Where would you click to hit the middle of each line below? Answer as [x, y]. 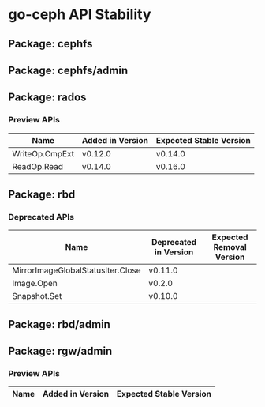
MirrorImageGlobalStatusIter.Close [77, 270]
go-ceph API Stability [80, 15]
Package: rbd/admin [59, 324]
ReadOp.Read [37, 166]
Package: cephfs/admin [68, 70]
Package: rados [47, 98]
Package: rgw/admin [60, 351]
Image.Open [35, 284]
